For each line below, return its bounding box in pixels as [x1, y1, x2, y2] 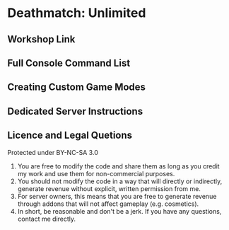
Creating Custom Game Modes [7, 81, 146, 93]
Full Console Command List [7, 57, 131, 69]
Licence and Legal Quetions [7, 130, 133, 142]
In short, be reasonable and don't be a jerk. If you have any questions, [17, 207, 222, 215]
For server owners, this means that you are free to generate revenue [17, 192, 217, 200]
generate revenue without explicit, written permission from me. [17, 184, 201, 192]
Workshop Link [7, 33, 76, 45]
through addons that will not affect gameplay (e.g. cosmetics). [17, 200, 199, 208]
